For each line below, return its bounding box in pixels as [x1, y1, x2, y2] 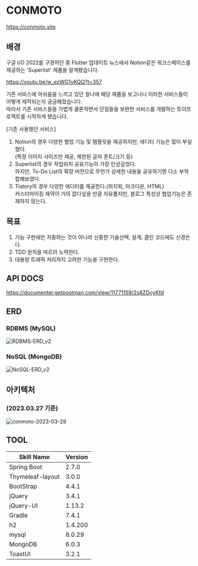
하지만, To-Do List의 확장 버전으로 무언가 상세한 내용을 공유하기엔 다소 [14, 168, 178, 175]
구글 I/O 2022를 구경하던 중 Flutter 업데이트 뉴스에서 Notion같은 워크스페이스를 [6, 59, 191, 66]
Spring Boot [9, 463, 43, 471]
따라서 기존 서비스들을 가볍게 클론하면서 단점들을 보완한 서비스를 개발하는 [6, 105, 176, 112]
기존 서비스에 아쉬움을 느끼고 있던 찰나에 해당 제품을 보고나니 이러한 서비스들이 [6, 90, 189, 98]
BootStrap [9, 482, 37, 490]
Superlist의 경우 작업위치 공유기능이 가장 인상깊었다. [14, 160, 136, 167]
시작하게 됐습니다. [26, 112, 68, 120]
